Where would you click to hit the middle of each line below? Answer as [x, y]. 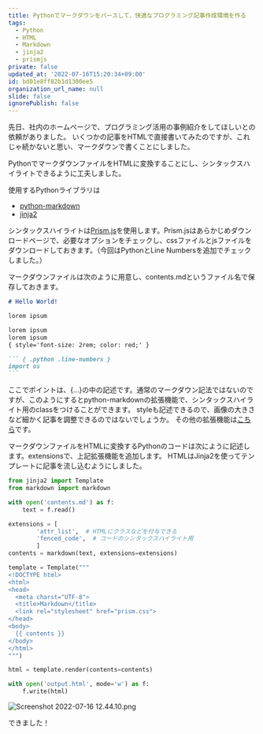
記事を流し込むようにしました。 [94, 466]
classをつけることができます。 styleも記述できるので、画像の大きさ [145, 410]
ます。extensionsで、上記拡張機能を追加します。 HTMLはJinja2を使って [125, 456]
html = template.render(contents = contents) [81, 670]
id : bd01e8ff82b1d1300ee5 [50, 81]
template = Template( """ [49, 567]
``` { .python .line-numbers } [59, 359]
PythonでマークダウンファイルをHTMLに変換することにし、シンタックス [126, 163]
